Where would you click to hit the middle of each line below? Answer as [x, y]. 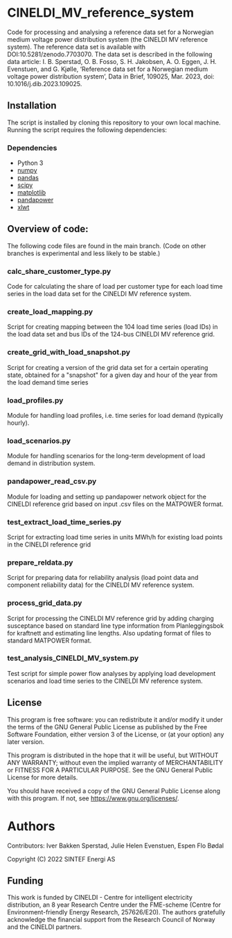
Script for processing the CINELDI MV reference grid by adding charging [111, 618]
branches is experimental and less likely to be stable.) [84, 253]
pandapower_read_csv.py [52, 481]
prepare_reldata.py [40, 563]
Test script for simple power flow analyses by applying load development [111, 673]
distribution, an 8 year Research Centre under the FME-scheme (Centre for [114, 905]
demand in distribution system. [51, 463]
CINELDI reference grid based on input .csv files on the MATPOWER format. [115, 504]
